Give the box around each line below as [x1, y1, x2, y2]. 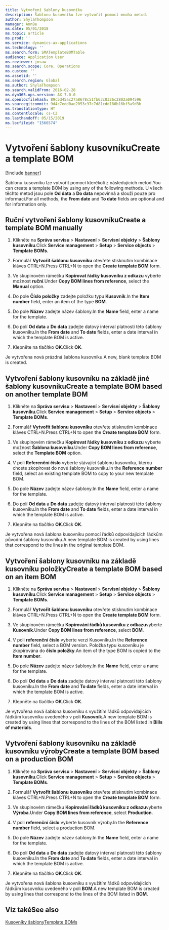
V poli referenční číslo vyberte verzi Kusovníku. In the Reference [12, 637, 148, 643]
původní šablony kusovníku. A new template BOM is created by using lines [5, 537, 159, 543]
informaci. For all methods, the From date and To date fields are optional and [5, 195, 164, 201]
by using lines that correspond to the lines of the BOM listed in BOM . [5, 891, 148, 897]
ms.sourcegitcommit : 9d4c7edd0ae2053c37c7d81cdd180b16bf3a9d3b [5, 102, 142, 107]
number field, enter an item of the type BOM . [12, 299, 107, 305]
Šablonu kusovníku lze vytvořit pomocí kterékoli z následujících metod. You [5, 179, 161, 185]
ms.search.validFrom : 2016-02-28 [5, 87, 76, 93]
